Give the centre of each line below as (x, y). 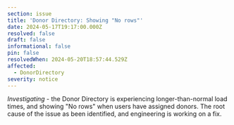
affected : (22, 66)
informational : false (39, 46)
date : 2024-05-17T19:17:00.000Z (55, 27)
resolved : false (31, 33)
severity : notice (33, 79)
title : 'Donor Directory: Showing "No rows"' (75, 20)
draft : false (26, 40)
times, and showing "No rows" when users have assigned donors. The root (116, 107)
